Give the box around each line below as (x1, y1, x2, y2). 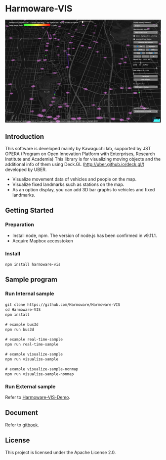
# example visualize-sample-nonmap (5, 366, 79, 372)
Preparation (5, 221, 35, 228)
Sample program (5, 276, 58, 284)
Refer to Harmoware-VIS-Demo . (5, 394, 71, 400)
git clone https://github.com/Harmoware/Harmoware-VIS (5, 302, 121, 307)
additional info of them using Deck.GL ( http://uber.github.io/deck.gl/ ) (5, 161, 145, 167)
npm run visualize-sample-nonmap (5, 371, 74, 377)
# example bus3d (5, 322, 39, 327)
